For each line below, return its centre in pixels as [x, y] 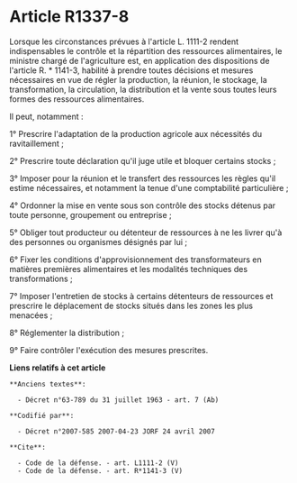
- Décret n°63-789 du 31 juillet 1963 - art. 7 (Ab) [118, 400]
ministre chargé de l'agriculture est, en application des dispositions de [139, 60]
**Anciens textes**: [48, 384]
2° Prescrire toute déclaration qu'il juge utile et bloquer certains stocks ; [143, 160]
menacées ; [31, 315]
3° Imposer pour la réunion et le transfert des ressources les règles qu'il [143, 178]
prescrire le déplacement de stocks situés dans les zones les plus [131, 305]
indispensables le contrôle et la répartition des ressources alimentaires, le [146, 50]
